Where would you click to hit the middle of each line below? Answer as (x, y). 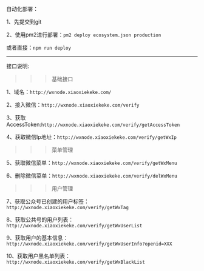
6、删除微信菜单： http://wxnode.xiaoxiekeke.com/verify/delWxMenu (92, 176)
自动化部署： (22, 9)
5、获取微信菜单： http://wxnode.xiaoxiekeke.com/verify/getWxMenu (92, 163)
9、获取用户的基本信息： (37, 238)
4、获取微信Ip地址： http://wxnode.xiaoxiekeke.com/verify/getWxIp (92, 137)
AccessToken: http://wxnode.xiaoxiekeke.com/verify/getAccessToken (93, 124)
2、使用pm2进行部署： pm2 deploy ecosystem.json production (84, 35)
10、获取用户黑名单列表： (39, 256)
